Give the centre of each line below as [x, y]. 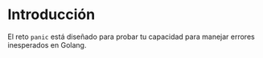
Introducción [51, 15]
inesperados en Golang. [47, 44]
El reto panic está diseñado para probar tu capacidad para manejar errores [131, 37]
